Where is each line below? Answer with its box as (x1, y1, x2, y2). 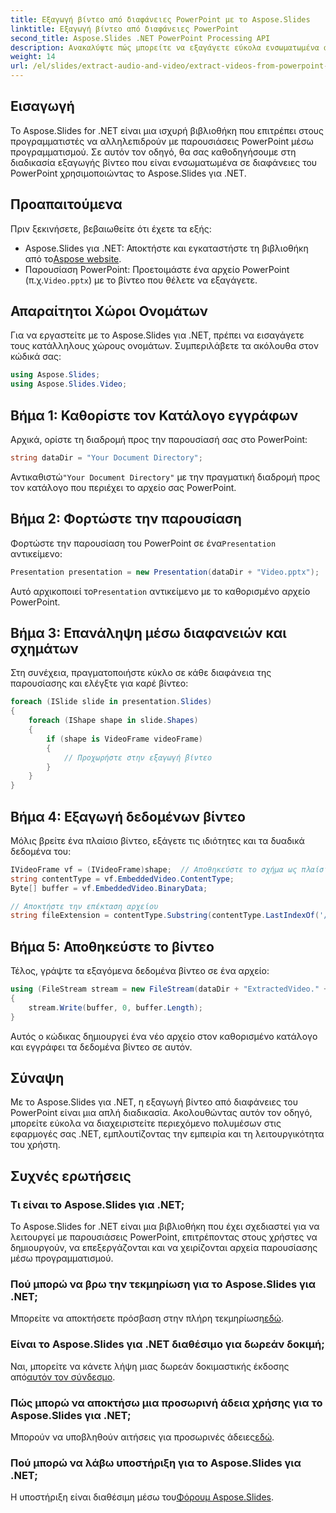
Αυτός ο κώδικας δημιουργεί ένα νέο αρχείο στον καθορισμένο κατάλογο (10, 1030, 318, 1042)
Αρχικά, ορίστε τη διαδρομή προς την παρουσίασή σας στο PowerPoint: (10, 434, 308, 445)
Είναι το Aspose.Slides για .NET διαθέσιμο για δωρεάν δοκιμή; (10, 1337, 325, 1351)
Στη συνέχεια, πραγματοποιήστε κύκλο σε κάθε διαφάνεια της (10, 667, 272, 679)
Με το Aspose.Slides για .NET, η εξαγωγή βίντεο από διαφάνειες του (10, 1096, 298, 1108)
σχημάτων (10, 640, 79, 657)
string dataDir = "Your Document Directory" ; (10, 453, 203, 463)
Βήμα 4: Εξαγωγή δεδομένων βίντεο (10, 808, 246, 825)
